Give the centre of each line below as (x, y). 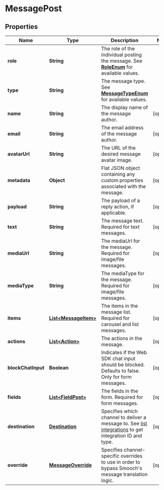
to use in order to (121, 462)
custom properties (122, 180)
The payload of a (121, 200)
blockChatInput (26, 368)
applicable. (114, 213)
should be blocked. (123, 365)
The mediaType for (123, 273)
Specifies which (120, 411)
